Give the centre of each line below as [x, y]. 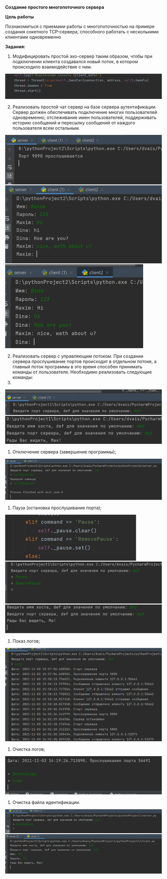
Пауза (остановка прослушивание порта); [57, 508]
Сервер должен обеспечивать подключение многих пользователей [85, 112]
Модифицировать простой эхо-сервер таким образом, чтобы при [82, 56]
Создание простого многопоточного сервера [55, 7]
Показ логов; [26, 641]
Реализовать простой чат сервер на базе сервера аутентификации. [84, 107]
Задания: [15, 46]
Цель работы [19, 17]
